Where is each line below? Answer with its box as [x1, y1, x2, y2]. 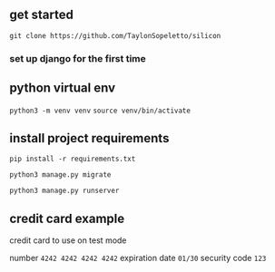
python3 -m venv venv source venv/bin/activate [9, 106, 191, 115]
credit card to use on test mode [9, 235, 127, 246]
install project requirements [9, 131, 170, 146]
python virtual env [9, 81, 116, 96]
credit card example [9, 210, 125, 226]
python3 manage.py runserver [9, 186, 120, 196]
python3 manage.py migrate [9, 170, 112, 180]
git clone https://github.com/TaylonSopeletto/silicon [9, 31, 221, 40]
